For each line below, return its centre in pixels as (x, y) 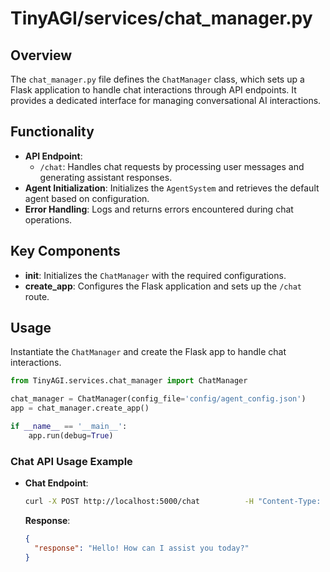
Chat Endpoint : (56, 483)
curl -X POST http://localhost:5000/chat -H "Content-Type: (173, 502)
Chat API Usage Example (71, 461)
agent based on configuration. (87, 198)
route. (37, 296)
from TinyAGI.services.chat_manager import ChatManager (129, 381)
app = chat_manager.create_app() (80, 408)
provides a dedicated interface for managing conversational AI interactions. (166, 100)
